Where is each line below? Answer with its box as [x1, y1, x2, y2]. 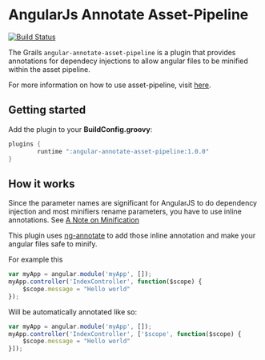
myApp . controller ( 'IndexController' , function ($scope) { [8, 278, 203, 286]
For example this [8, 254, 63, 265]
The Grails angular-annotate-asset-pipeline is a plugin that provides [8, 47, 236, 57]
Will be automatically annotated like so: [8, 306, 138, 317]
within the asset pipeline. [8, 64, 90, 74]
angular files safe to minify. [8, 239, 98, 249]
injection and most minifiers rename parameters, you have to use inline [8, 206, 242, 217]
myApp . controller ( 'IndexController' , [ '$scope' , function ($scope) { [8, 330, 242, 338]
